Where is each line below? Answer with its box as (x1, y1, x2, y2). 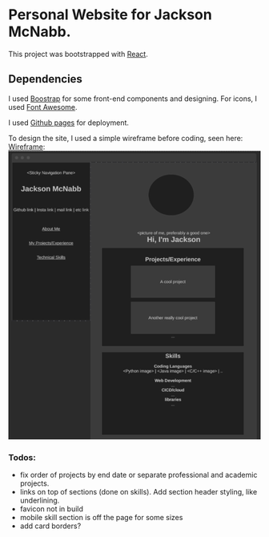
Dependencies (8, 72, 82, 86)
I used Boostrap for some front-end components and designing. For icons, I (8, 94, 258, 103)
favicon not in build (19, 504, 84, 514)
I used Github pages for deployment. (8, 118, 130, 127)
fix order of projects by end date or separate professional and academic (19, 470, 258, 480)
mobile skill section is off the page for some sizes (19, 513, 183, 523)
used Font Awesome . (8, 102, 78, 111)
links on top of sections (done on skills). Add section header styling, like (19, 487, 258, 497)
